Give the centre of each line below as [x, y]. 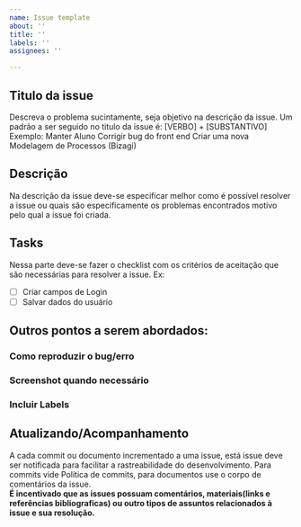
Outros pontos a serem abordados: [109, 330]
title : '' [28, 34]
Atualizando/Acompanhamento [99, 434]
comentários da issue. [50, 484]
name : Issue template [50, 18]
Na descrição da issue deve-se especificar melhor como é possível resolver [150, 195]
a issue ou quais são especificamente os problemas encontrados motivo [143, 205]
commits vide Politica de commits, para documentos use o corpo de [136, 474]
